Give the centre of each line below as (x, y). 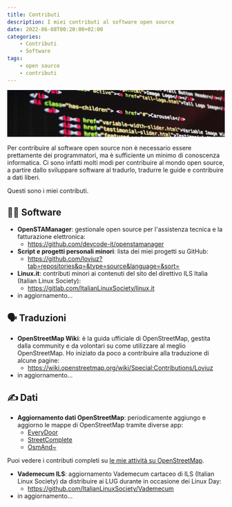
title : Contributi (33, 15)
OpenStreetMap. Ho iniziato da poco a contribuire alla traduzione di (113, 353)
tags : (15, 59)
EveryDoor (43, 432)
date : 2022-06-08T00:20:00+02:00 (55, 29)
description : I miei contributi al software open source (91, 22)
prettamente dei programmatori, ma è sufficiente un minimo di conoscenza (114, 155)
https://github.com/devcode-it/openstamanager (96, 244)
